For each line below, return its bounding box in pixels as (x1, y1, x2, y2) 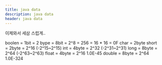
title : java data (5, 7, 41, 12)
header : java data (5, 16, 43, 21)
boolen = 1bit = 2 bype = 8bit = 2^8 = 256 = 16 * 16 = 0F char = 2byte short (5, 40, 158, 46)
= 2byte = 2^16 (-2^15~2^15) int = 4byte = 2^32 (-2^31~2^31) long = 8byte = (5, 45, 158, 51)
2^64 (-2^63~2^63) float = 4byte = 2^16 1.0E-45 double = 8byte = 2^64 (5, 50, 149, 56)
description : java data (5, 12, 54, 17)
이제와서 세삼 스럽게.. (5, 30, 46, 36)
